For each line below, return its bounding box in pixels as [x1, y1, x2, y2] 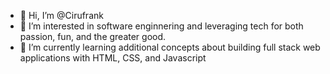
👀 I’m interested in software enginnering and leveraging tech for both [19, 20, 304, 32]
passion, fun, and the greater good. [19, 31, 167, 42]
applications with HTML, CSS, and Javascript [19, 52, 207, 64]
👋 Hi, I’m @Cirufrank [19, 10, 104, 21]
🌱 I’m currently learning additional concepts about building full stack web [19, 41, 321, 53]
